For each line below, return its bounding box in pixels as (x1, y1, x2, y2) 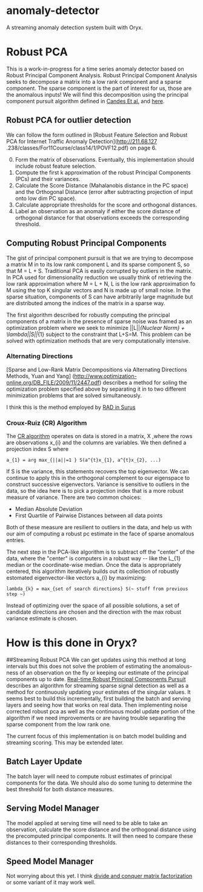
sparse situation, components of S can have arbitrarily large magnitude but (6, 293, 193, 300)
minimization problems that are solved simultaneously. (6, 391, 142, 399)
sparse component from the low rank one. (6, 721, 111, 728)
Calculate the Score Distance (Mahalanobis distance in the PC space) (15, 182, 189, 189)
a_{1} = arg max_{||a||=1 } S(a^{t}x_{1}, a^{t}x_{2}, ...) (6, 457, 162, 464)
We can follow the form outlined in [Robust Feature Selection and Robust (6, 131, 188, 139)
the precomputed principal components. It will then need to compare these (6, 832, 193, 839)
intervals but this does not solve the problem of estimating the (6, 663, 161, 670)
